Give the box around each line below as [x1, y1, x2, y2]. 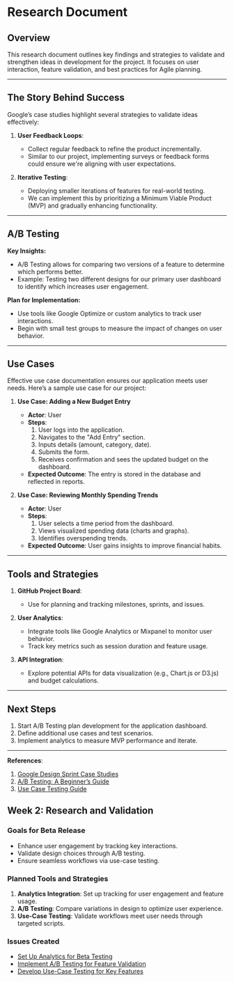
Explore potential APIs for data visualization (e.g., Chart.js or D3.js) [27, 669, 219, 678]
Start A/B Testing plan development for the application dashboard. [17, 722, 208, 730]
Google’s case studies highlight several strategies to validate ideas [7, 110, 198, 118]
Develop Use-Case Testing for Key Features [17, 967, 144, 976]
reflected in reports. [27, 478, 85, 486]
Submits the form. [38, 448, 90, 456]
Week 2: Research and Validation [7, 805, 154, 817]
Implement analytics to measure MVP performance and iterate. [17, 736, 198, 745]
